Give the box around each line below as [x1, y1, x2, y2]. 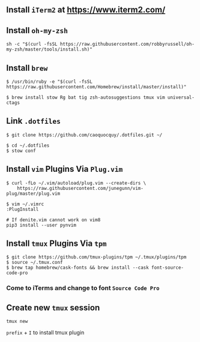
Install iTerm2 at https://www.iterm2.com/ [6, 5, 166, 15]
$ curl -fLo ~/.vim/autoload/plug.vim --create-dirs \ [6, 180, 147, 186]
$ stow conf [6, 147, 36, 154]
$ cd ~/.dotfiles [6, 142, 50, 148]
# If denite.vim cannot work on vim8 [6, 216, 101, 223]
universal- [167, 94, 195, 101]
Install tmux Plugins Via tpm [6, 239, 107, 249]
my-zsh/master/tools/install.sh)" [6, 46, 93, 53]
